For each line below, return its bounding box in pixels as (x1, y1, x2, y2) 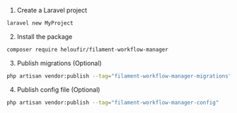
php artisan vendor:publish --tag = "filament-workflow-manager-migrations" (6, 72, 232, 80)
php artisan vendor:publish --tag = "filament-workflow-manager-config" (6, 99, 219, 106)
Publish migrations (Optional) (16, 59, 102, 67)
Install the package (16, 32, 73, 41)
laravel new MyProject (6, 20, 74, 27)
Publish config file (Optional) (16, 85, 100, 94)
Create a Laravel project (16, 6, 88, 14)
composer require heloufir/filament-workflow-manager (6, 46, 169, 53)
